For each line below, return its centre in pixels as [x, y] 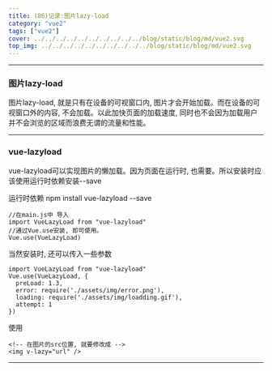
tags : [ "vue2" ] [34, 31]
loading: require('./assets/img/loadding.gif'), [99, 297]
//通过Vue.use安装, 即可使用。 [55, 230]
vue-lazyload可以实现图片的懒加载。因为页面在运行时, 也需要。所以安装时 [132, 170]
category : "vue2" [38, 23]
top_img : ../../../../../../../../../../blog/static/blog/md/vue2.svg [130, 46]
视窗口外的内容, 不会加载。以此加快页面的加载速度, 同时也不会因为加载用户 [133, 113]
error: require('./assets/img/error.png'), [90, 290]
